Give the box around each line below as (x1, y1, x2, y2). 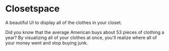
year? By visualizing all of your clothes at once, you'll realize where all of (5, 34, 157, 40)
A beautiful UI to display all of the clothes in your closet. (5, 19, 122, 25)
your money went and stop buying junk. (5, 39, 88, 45)
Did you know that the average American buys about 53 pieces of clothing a (5, 29, 164, 35)
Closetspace (5, 3, 60, 14)
